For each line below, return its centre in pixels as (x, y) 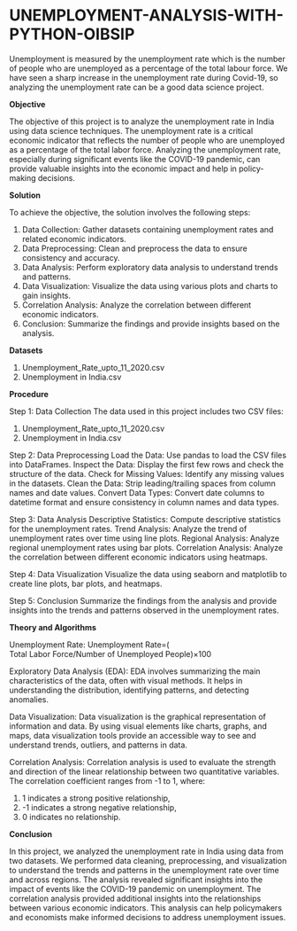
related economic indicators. (74, 239)
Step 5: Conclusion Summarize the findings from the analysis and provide (143, 600)
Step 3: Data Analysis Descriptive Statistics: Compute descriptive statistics (145, 519)
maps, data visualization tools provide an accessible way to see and (133, 735)
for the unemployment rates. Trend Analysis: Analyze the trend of (128, 528)
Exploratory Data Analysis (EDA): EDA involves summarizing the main (135, 671)
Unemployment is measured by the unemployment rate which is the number (147, 59)
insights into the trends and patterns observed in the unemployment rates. (145, 610)
